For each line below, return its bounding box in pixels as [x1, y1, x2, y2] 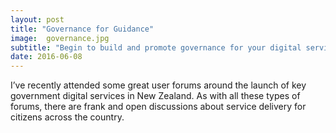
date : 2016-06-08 [10, 52, 83, 62]
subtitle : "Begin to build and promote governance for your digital [10, 42, 302, 53]
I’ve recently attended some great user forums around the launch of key [10, 79, 307, 91]
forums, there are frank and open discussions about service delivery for [10, 101, 307, 113]
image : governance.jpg [10, 33, 110, 43]
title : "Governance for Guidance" [10, 24, 155, 34]
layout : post [10, 14, 65, 25]
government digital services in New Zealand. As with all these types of [10, 90, 301, 102]
